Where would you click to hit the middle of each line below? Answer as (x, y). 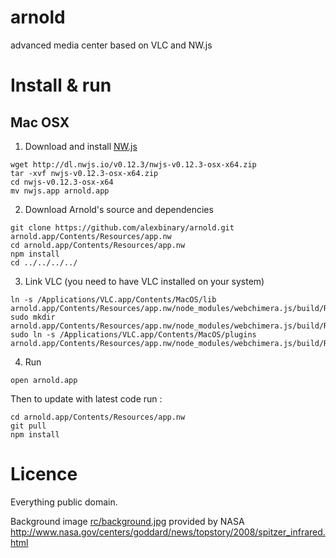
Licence (44, 474)
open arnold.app (44, 380)
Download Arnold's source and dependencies (119, 209)
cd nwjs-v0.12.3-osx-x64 (62, 182)
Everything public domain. (64, 502)
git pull (28, 426)
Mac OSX (40, 122)
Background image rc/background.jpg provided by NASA (127, 521)
